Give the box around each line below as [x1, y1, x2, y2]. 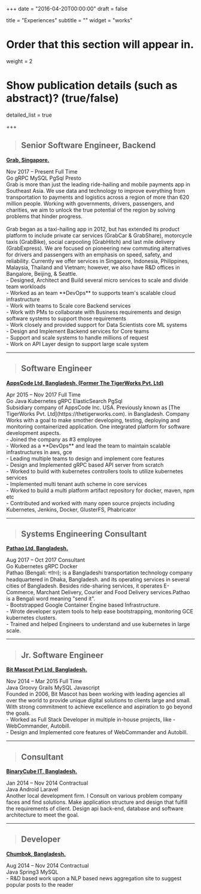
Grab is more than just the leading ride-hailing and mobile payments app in [6, 180, 190, 188]
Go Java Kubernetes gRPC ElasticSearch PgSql [6, 397, 123, 404]
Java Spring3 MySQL [6, 868, 59, 875]
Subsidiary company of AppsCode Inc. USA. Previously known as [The [6, 404, 181, 411]
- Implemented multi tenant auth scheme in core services [6, 480, 148, 487]
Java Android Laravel [6, 785, 59, 792]
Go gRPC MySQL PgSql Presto [6, 174, 82, 181]
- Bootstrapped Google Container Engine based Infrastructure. [6, 601, 160, 609]
